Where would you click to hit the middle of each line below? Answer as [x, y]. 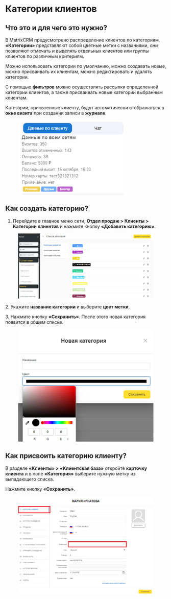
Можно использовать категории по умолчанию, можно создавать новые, [86, 66]
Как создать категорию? [47, 209]
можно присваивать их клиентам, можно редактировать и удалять [79, 71]
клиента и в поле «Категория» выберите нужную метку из [70, 473]
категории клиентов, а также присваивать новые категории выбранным [84, 92]
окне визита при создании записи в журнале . [56, 113]
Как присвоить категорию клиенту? [66, 456]
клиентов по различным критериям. [45, 56]
